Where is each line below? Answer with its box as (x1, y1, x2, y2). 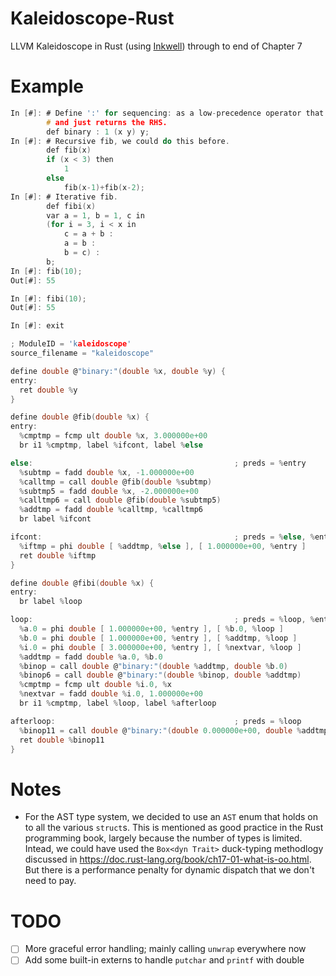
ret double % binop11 (19, 735, 105, 745)
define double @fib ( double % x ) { (10, 412, 150, 422)
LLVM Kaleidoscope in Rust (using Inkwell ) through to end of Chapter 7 (10, 40, 303, 52)
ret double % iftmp (19, 550, 97, 561)
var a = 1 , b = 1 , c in (46, 210, 145, 221)
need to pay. (24, 875, 77, 887)
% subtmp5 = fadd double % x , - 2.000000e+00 (19, 486, 199, 496)
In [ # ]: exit (10, 321, 65, 331)
